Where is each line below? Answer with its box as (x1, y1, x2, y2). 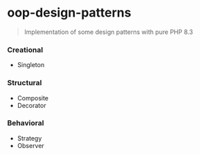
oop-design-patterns (7, 5, 131, 21)
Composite (17, 93, 49, 102)
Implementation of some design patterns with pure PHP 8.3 (24, 28, 194, 36)
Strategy (17, 134, 42, 143)
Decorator (17, 101, 46, 109)
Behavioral (7, 118, 44, 128)
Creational (7, 45, 44, 55)
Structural (7, 78, 42, 88)
